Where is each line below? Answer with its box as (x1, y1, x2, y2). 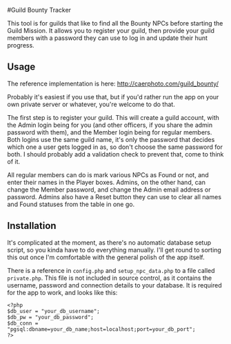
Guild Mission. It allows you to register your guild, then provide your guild (7, 27, 215, 34)
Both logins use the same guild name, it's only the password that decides (7, 135, 215, 143)
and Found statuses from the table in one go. (7, 200, 135, 208)
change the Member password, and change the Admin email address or (7, 185, 211, 194)
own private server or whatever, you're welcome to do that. (7, 100, 176, 108)
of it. (7, 157, 21, 165)
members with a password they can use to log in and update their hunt (7, 34, 208, 42)
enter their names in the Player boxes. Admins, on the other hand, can (7, 178, 205, 186)
